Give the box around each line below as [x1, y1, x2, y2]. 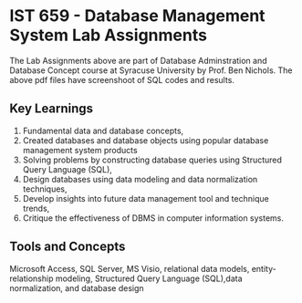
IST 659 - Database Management [9, 5, 266, 26]
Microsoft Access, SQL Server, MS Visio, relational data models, [9, 263, 250, 274]
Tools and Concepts [9, 239, 126, 255]
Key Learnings [9, 101, 94, 117]
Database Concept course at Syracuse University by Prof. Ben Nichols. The [9, 65, 293, 76]
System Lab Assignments [9, 25, 208, 46]
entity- [251, 263, 276, 274]
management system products [22, 144, 139, 155]
